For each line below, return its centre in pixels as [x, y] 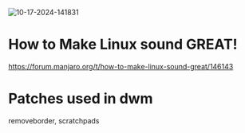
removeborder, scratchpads [54, 120]
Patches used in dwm [81, 99]
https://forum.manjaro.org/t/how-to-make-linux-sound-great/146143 [121, 66]
